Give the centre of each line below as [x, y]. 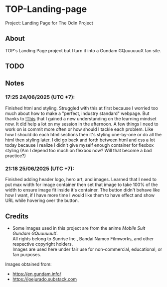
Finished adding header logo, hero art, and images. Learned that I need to [81, 180]
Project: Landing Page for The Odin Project [49, 23]
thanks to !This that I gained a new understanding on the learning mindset [81, 118]
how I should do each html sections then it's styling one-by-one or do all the [83, 134]
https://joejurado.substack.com [45, 279]
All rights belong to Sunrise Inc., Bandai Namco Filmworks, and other [83, 239]
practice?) [16, 156]
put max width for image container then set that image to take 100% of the [82, 185]
